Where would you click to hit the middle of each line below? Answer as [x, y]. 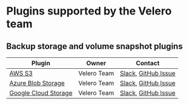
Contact [148, 63]
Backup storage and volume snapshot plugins [94, 46]
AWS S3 [21, 73]
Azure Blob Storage [37, 83]
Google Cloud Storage [41, 93]
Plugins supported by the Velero [89, 11]
